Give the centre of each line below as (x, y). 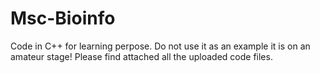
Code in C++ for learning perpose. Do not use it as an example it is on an (160, 46)
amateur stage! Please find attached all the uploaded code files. (141, 56)
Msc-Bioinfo (63, 18)
